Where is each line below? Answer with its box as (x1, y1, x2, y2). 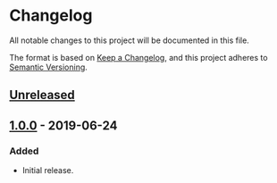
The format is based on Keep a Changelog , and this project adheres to (9, 52, 268, 62)
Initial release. (21, 165, 74, 176)
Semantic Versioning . (9, 62, 88, 72)
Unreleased (9, 87, 76, 103)
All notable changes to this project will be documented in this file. (9, 35, 250, 46)
